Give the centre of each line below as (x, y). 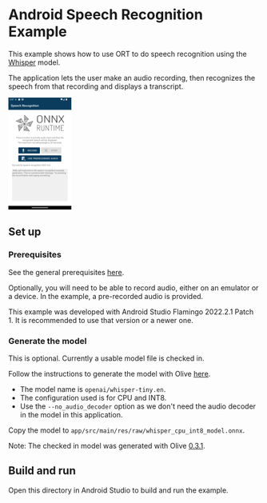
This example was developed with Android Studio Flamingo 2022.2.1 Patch (131, 311)
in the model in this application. (71, 414)
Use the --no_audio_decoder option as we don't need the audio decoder (138, 406)
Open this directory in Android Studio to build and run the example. (119, 490)
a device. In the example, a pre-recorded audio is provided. (106, 296)
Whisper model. (34, 62)
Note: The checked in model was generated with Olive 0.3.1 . (107, 445)
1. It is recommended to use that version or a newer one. (101, 320)
